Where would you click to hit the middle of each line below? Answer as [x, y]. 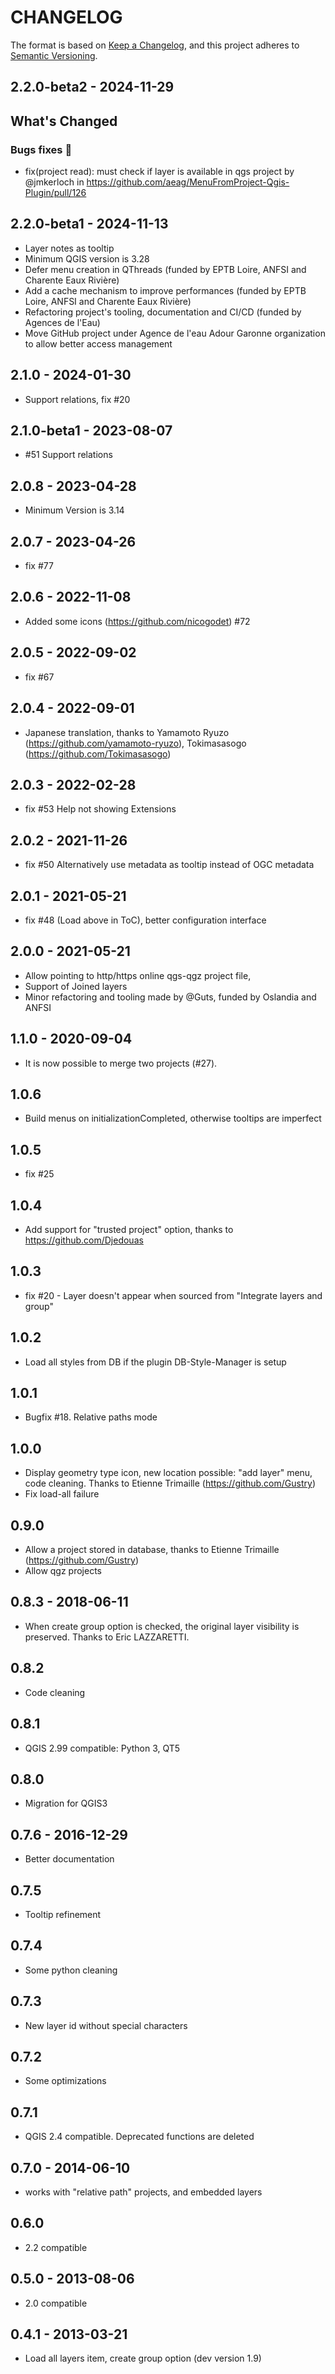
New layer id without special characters [106, 2025]
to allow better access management [98, 343]
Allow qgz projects [63, 1571]
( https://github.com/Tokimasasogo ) [98, 753]
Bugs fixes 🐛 [41, 149]
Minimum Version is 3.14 [74, 510]
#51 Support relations [68, 455]
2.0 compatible [56, 2303]
